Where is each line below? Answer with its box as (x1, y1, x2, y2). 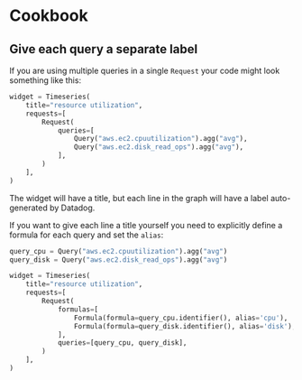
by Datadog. (49, 202, 96, 213)
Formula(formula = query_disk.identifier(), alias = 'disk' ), (73, 321, 297, 330)
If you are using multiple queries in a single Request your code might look (9, 65, 280, 76)
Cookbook (9, 5, 88, 26)
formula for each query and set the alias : (9, 229, 164, 240)
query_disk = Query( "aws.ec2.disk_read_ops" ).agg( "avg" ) (9, 255, 228, 264)
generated (9, 202, 48, 213)
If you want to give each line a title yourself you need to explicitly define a (9, 219, 283, 230)
